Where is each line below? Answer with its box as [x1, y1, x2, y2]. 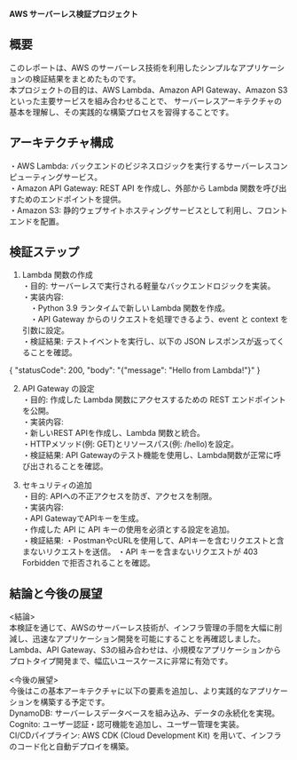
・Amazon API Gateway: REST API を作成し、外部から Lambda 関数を [9, 182, 264, 194]
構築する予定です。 [39, 697, 110, 708]
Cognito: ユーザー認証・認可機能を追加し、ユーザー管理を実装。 [9, 719, 245, 730]
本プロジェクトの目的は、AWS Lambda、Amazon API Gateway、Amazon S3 [9, 84, 288, 95]
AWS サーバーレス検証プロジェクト [9, 9, 139, 19]
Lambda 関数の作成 [21, 270, 93, 281]
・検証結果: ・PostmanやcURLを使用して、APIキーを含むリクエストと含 [21, 535, 285, 546]
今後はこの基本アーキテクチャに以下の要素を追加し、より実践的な [9, 685, 250, 696]
